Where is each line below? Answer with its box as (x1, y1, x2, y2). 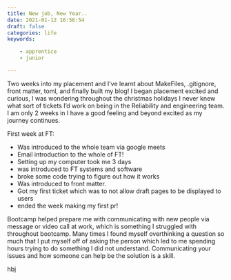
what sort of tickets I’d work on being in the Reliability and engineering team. (7, 101, 225, 110)
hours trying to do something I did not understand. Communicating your (7, 244, 212, 252)
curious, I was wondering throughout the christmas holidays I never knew (7, 94, 216, 102)
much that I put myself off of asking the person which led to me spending (7, 237, 216, 245)
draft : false (7, 23, 45, 30)
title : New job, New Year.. (7, 10, 88, 17)
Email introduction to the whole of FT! (17, 150, 124, 159)
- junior (19, 54, 45, 62)
